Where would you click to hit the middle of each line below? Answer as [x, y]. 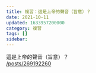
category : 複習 [24, 28]
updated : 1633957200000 [36, 23]
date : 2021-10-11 [28, 17]
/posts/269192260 [29, 64]
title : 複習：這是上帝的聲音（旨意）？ [49, 12]
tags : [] [17, 34]
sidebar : [17, 39]
